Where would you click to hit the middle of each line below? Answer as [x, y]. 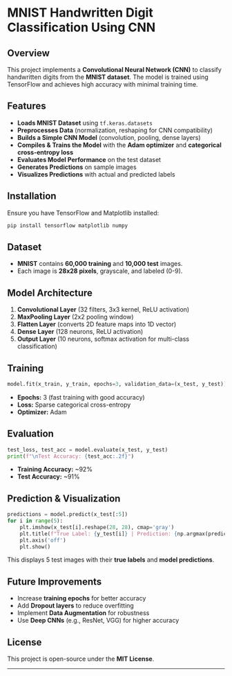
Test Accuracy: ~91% [49, 477]
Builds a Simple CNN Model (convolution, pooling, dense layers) [109, 137]
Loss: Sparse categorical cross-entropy [74, 404]
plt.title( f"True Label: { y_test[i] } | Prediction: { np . [103, 534]
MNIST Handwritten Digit [80, 13]
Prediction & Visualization [64, 498]
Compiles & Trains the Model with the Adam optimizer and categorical [119, 145]
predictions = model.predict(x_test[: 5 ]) [68, 515]
